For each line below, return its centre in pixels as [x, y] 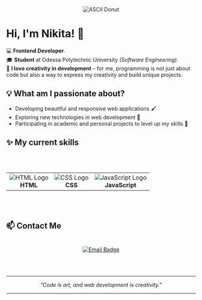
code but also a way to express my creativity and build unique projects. [94, 75]
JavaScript [121, 185]
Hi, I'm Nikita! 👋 [45, 34]
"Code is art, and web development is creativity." [101, 285]
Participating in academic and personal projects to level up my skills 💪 [101, 123]
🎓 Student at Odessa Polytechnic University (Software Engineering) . [92, 60]
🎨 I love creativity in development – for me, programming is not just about [98, 68]
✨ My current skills [43, 143]
